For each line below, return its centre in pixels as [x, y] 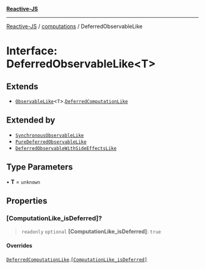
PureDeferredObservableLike [51, 142]
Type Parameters [40, 167]
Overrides [19, 245]
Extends [22, 86]
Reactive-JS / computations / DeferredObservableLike [74, 26]
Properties [27, 201]
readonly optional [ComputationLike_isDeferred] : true [91, 232]
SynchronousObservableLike [49, 135]
